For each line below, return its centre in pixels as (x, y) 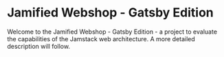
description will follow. (39, 46)
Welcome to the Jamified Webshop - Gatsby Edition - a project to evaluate (112, 32)
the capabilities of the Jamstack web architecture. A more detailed (101, 38)
